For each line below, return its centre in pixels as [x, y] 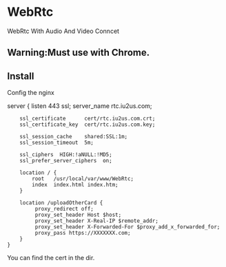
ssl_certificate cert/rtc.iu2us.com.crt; [88, 119]
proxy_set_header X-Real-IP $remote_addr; [96, 221]
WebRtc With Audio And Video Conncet [63, 31]
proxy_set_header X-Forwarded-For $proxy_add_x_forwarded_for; [127, 227]
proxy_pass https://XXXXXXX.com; [83, 233]
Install [21, 76]
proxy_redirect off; [64, 209]
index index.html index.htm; [75, 185]
